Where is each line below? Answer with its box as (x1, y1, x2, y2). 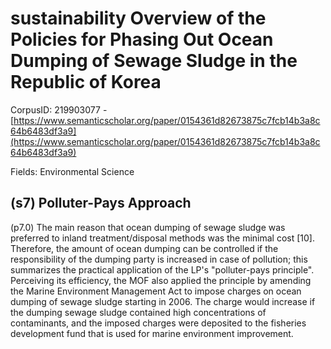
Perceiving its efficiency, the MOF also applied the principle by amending (10, 274, 312, 286)
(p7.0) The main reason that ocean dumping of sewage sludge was (10, 221, 286, 233)
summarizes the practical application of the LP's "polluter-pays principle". (10, 263, 315, 276)
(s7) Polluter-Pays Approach (10, 195, 192, 212)
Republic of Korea (10, 71, 162, 94)
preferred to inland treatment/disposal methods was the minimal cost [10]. (10, 232, 315, 244)
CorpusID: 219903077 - (10, 103, 108, 116)
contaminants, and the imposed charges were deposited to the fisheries (10, 317, 307, 329)
